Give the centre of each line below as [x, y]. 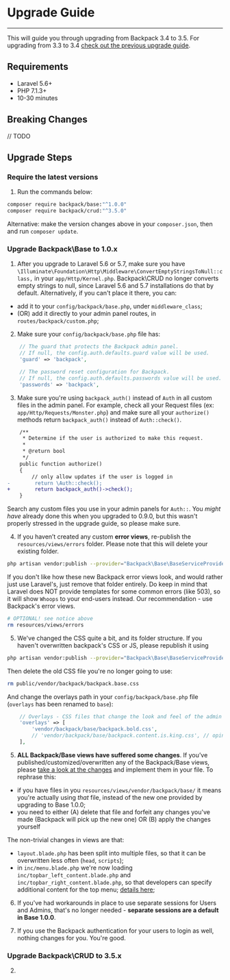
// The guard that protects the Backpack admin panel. [99, 347]
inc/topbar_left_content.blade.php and [74, 874]
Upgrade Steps [40, 157]
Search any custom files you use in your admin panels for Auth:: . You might [114, 509]
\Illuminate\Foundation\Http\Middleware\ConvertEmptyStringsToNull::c [120, 272]
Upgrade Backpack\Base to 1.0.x [62, 249]
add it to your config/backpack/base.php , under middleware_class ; [110, 306]
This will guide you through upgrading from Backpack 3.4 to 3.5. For [103, 38]
